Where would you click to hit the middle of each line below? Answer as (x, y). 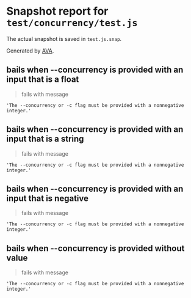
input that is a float (43, 80)
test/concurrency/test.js (72, 23)
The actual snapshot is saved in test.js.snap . (64, 38)
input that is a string (45, 139)
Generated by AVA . (30, 51)
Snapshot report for (57, 11)
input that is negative (47, 198)
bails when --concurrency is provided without (95, 248)
